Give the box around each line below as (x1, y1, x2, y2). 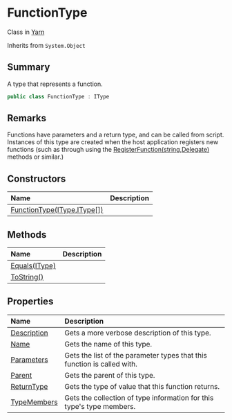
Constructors (7, 173, 66, 184)
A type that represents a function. (7, 80, 103, 88)
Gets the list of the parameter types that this (64, 350, 207, 360)
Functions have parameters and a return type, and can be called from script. (7, 130, 224, 139)
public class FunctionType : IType (7, 93, 110, 100)
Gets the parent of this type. (64, 370, 155, 380)
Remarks (7, 112, 47, 124)
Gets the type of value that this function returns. (64, 381, 220, 391)
